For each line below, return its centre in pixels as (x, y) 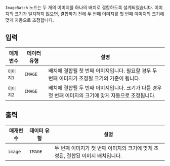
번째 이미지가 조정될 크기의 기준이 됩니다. (94, 78)
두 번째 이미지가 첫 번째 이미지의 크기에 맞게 (103, 148)
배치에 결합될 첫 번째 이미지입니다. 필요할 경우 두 (103, 71)
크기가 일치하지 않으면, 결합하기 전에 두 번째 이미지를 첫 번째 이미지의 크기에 (89, 14)
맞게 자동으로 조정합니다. (30, 20)
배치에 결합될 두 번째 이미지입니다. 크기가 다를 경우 (105, 88)
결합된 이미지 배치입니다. (94, 155)
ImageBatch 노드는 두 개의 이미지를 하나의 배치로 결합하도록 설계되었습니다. (79, 7)
